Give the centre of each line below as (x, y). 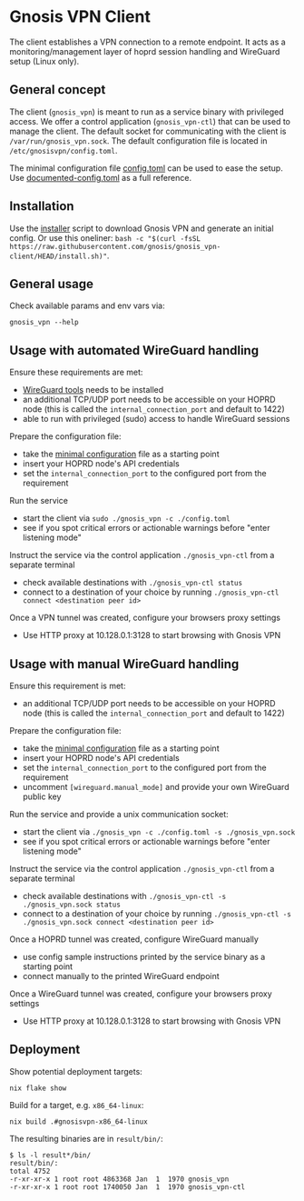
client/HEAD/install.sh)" (58, 256)
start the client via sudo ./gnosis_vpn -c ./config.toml (126, 518)
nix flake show (38, 1088)
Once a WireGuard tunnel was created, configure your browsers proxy (141, 994)
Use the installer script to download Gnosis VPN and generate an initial (142, 228)
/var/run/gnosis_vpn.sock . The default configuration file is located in (138, 140)
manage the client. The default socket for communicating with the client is (148, 131)
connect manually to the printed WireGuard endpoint (121, 976)
